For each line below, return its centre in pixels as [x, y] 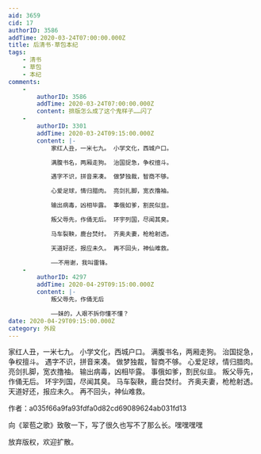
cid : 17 [21, 23]
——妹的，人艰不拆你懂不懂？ [90, 314]
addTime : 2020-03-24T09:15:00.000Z [96, 133]
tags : [17, 52]
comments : [25, 82]
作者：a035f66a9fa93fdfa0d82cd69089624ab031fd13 [98, 408]
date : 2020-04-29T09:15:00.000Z [61, 321]
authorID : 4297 [62, 277]
